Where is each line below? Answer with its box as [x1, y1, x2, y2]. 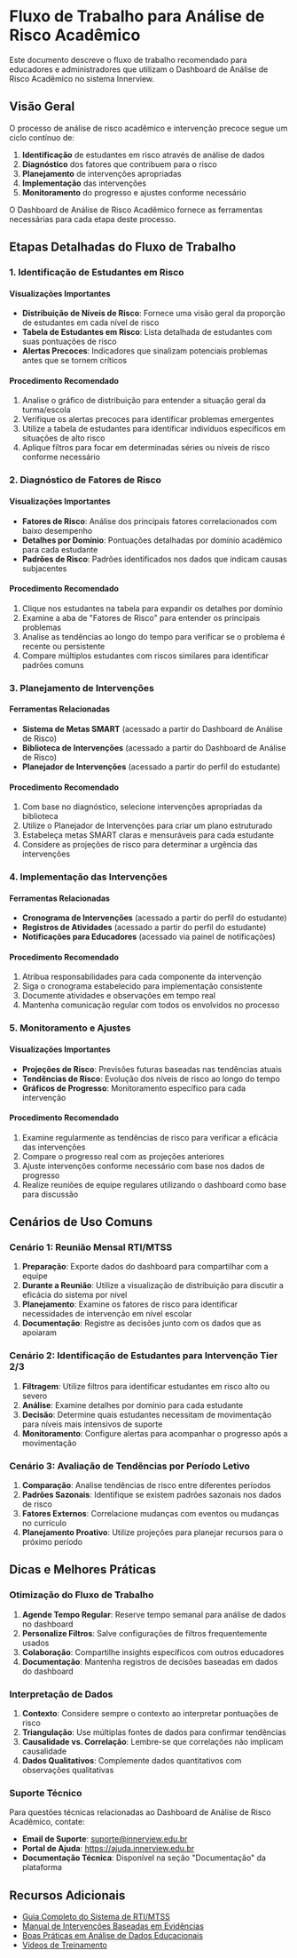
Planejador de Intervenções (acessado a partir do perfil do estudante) [21, 761, 281, 772]
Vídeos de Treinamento [21, 1939, 108, 1951]
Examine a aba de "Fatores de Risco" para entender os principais [21, 612, 261, 623]
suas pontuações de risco [21, 336, 117, 347]
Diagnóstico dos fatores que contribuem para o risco [21, 158, 217, 170]
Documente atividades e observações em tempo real [21, 991, 215, 1001]
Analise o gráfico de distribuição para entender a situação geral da [21, 395, 266, 406]
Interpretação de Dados [9, 1688, 113, 1700]
